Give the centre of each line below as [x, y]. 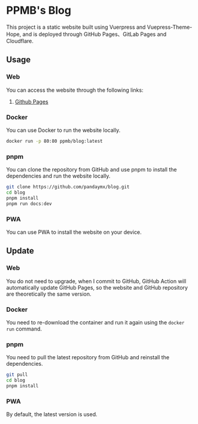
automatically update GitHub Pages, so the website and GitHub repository [97, 287]
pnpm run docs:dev [29, 204]
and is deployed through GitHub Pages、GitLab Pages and [95, 34]
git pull [17, 375]
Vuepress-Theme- [170, 27]
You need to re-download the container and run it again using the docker [95, 322]
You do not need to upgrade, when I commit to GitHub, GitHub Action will [96, 281]
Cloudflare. [20, 41]
